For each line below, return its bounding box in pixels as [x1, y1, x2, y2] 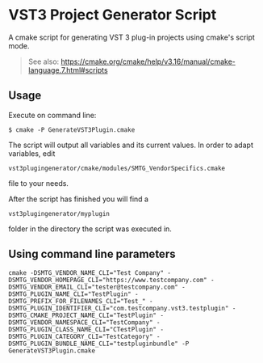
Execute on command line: [8, 110, 97, 120]
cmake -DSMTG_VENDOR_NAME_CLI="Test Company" [8, 268, 164, 276]
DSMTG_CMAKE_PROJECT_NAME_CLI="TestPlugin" [8, 311, 157, 319]
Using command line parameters [8, 247, 176, 261]
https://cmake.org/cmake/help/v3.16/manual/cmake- [61, 57, 236, 66]
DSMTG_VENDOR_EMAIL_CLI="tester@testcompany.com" [8, 283, 179, 291]
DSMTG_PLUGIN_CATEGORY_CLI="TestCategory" [8, 332, 153, 340]
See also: [27, 57, 60, 66]
